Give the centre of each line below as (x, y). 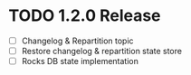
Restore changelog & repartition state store (102, 51)
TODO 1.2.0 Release (85, 16)
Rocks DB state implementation (80, 61)
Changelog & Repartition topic (77, 41)
